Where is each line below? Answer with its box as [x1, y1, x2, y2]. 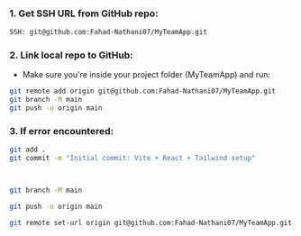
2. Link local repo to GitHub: [9, 49, 133, 61]
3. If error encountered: [9, 125, 114, 138]
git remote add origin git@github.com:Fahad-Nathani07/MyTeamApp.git [9, 86, 277, 96]
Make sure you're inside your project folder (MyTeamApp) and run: [22, 69, 271, 80]
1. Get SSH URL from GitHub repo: [9, 7, 159, 20]
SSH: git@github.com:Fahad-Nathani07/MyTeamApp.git [9, 28, 207, 37]
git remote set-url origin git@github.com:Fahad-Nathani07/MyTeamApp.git [9, 218, 293, 227]
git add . [9, 145, 47, 155]
